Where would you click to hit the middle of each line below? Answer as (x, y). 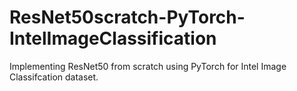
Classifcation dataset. (54, 77)
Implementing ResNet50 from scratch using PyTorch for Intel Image (148, 66)
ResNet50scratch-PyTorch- (127, 17)
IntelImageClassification (113, 38)
